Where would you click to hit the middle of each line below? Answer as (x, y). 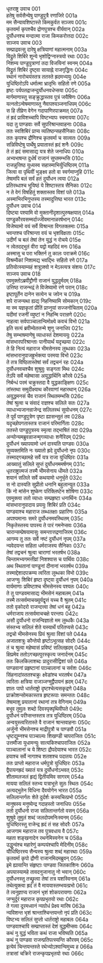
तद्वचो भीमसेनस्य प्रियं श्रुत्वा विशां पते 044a (47, 634)
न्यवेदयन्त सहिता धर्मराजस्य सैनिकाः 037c (46, 546)
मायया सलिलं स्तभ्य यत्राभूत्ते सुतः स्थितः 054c (50, 784)
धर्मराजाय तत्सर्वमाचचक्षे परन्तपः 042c (42, 614)
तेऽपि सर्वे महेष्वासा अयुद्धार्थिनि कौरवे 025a (46, 376)
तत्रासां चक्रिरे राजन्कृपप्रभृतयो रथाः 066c (45, 953)
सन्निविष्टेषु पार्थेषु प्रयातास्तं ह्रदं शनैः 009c (45, 145)
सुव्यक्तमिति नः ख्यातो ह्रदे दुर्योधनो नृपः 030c (48, 450)
